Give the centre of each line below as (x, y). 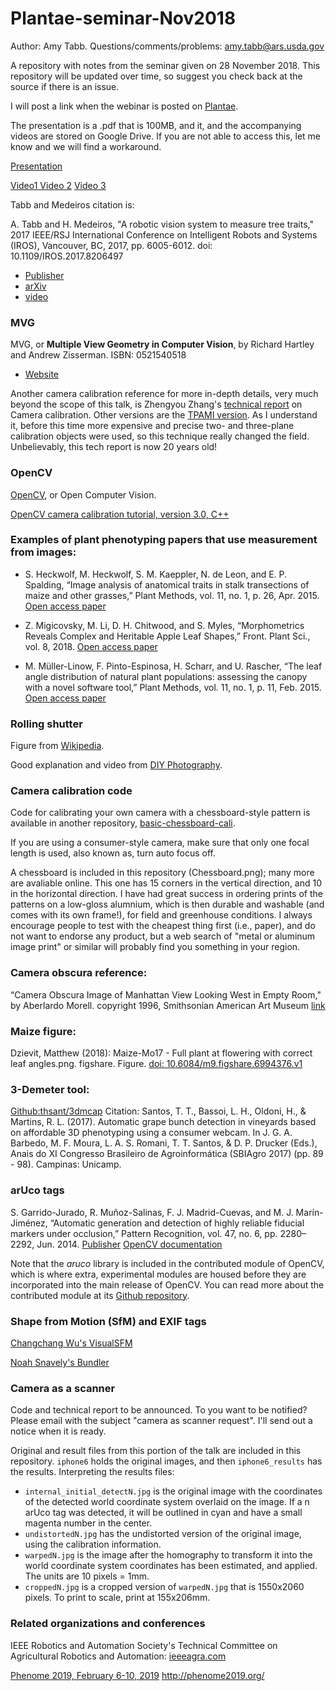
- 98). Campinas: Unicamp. (66, 1164)
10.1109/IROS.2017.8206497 (67, 256)
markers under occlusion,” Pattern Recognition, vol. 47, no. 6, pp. (144, 1233)
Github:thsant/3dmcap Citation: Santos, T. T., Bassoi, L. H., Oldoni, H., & (158, 1111)
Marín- (309, 1212)
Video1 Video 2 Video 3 (58, 185)
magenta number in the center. (88, 1523)
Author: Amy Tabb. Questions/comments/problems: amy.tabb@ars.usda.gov (167, 46)
